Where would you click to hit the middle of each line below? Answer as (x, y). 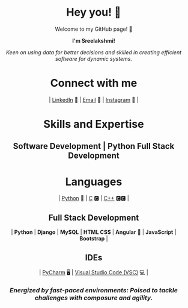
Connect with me (94, 83)
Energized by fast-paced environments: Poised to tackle (94, 290)
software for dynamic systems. (94, 58)
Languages (94, 182)
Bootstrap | (94, 239)
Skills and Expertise (94, 124)
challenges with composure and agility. (94, 298)
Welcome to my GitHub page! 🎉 (94, 29)
